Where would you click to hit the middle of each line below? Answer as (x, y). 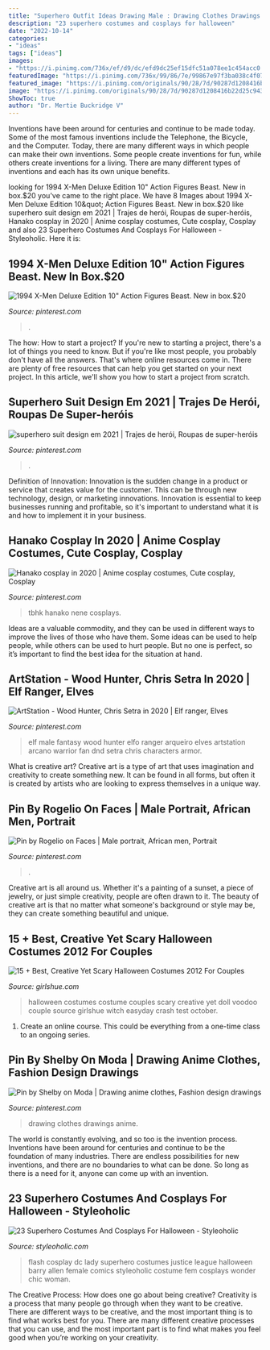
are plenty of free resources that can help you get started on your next (125, 368)
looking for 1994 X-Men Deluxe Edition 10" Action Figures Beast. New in (127, 187)
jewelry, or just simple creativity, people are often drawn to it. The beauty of (134, 896)
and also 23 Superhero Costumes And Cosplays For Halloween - (115, 230)
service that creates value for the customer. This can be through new (123, 489)
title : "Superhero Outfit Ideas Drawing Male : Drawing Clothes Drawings (135, 16)
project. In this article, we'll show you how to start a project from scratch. (129, 376)
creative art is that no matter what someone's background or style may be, (132, 905)
